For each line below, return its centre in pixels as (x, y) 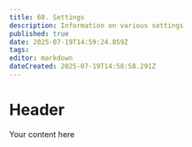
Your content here (42, 134)
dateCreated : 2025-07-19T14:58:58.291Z (83, 67)
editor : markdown (41, 58)
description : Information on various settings (96, 26)
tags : (19, 50)
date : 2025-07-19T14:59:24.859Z (69, 42)
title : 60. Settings (47, 17)
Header (37, 110)
